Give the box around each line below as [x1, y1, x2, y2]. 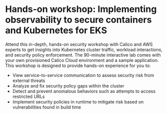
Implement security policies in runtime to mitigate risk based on [12, 98, 144, 104]
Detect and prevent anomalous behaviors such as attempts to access [12, 88, 156, 94]
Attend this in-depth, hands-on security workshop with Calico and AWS [5, 41, 153, 47]
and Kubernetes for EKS [5, 25, 107, 36]
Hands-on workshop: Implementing [5, 3, 157, 15]
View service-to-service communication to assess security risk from [12, 72, 154, 78]
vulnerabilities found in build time [12, 104, 81, 110]
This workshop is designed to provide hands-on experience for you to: [5, 62, 151, 68]
